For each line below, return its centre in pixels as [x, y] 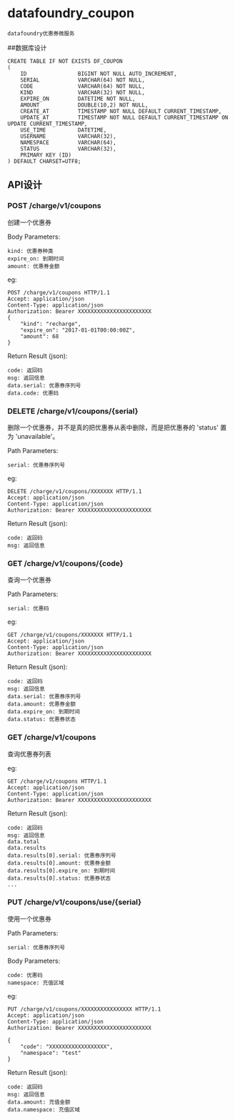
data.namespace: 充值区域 [44, 1109]
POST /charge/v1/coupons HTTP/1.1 [59, 292]
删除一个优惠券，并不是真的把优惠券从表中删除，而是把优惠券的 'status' [113, 427]
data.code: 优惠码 [33, 393]
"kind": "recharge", [51, 324]
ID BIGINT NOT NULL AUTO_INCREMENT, [99, 74]
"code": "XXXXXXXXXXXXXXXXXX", [67, 1046]
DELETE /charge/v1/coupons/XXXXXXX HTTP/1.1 [75, 491]
